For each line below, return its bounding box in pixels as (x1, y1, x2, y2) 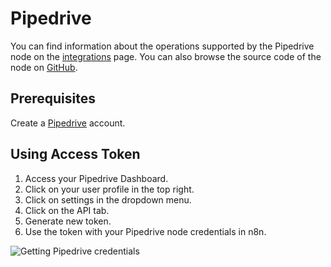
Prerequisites (10, 90, 96, 107)
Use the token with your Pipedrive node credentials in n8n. (24, 225, 267, 237)
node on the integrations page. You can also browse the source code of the (10, 50, 322, 62)
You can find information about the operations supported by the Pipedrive (10, 40, 315, 52)
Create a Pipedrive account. (10, 117, 126, 129)
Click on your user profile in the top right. (24, 183, 195, 195)
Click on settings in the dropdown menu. (24, 193, 192, 206)
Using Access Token (10, 146, 141, 163)
